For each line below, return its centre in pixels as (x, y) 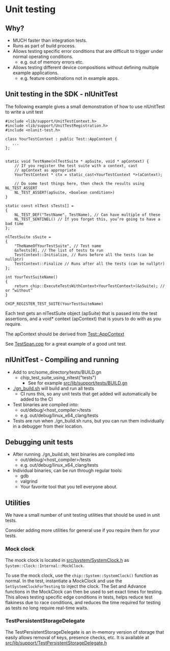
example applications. (36, 73)
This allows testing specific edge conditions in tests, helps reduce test (79, 597)
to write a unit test (24, 112)
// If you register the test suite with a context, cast (76, 166)
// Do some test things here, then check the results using (79, 183)
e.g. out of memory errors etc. (52, 62)
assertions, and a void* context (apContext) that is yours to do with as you (83, 319)
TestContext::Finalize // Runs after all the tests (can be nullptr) (90, 264)
